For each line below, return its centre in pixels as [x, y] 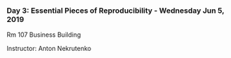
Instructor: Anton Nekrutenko [49, 49]
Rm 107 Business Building [44, 35]
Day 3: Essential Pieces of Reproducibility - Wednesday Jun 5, [115, 11]
